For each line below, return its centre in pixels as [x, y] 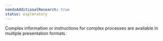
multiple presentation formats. [36, 33]
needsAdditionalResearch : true [37, 10]
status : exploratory [27, 14]
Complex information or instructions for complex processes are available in [82, 28]
